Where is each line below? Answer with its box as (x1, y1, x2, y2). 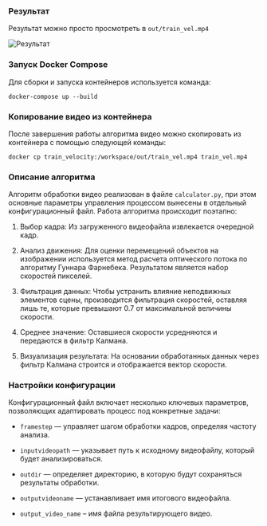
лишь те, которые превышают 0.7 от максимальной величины (19, 304, 232, 313)
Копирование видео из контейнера (8, 111, 153, 122)
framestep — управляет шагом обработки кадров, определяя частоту (19, 422, 257, 431)
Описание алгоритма (8, 171, 96, 183)
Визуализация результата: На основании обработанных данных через (19, 351, 260, 361)
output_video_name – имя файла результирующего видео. (19, 508, 213, 519)
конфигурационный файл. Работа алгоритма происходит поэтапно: (8, 206, 238, 216)
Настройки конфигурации (8, 380, 116, 391)
